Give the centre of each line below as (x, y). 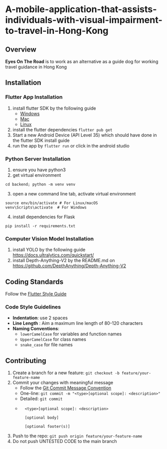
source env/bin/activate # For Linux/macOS (52, 203)
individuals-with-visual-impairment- (84, 20)
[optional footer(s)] (47, 427)
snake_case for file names (46, 345)
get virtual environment (37, 175)
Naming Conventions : (36, 329)
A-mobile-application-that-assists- (81, 9)
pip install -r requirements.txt (40, 226)
